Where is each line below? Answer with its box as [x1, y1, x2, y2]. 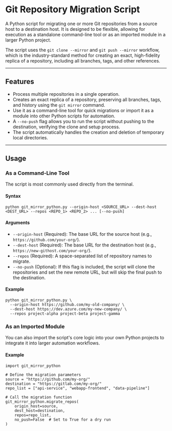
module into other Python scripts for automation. [12, 113, 116, 119]
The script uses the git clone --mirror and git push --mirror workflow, [5, 47, 160, 53]
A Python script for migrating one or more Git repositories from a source [5, 20, 158, 27]
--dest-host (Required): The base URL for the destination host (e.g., [12, 242, 156, 248]
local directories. [12, 134, 49, 140]
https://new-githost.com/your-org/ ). [12, 247, 92, 253]
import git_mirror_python [5, 363, 60, 368]
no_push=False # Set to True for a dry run [14, 417, 111, 422]
